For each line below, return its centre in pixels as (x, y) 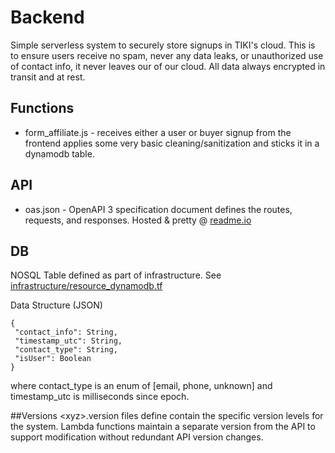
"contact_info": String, (66, 332)
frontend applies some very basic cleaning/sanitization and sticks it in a (172, 143)
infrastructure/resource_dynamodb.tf (86, 286)
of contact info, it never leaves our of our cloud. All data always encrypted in (168, 66)
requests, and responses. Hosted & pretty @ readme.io (138, 220)
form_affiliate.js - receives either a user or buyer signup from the (158, 132)
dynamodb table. (59, 153)
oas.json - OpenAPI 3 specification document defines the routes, (158, 209)
